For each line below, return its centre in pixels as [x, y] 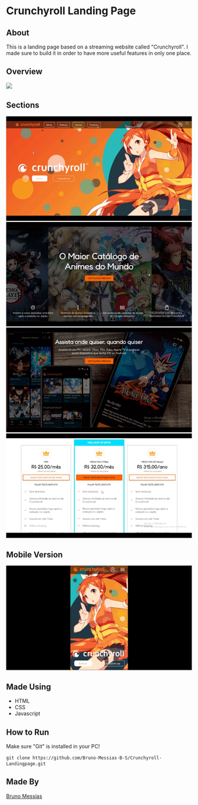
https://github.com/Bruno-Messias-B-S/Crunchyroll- [97, 758]
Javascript [27, 713]
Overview [24, 72]
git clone [18, 758]
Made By [23, 782]
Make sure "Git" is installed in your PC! [53, 747]
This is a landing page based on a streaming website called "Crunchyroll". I [97, 47]
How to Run [28, 732]
